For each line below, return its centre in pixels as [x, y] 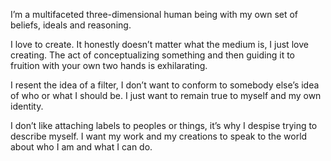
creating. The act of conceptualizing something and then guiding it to [152, 55]
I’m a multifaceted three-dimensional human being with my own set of [154, 14]
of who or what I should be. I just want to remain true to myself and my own [166, 95]
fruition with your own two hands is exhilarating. [109, 65]
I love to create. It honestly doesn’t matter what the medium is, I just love [159, 44]
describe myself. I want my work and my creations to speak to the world [159, 136]
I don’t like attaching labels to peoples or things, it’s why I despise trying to [164, 125]
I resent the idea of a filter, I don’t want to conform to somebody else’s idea [165, 85]
